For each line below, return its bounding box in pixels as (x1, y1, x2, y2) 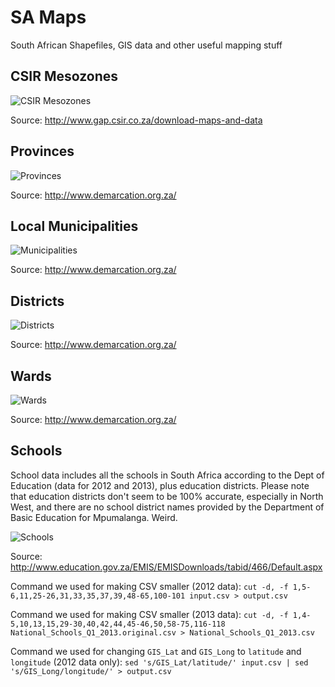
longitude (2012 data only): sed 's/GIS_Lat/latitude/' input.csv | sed (10, 656, 309, 668)
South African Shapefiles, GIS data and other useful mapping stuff (10, 39, 283, 51)
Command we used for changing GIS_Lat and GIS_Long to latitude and (10, 645, 302, 657)
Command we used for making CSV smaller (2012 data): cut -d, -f (10, 580, 289, 592)
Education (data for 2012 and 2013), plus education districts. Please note (10, 479, 310, 491)
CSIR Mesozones (10, 68, 119, 85)
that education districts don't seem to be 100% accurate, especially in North (10, 490, 324, 502)
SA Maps (10, 6, 87, 29)
